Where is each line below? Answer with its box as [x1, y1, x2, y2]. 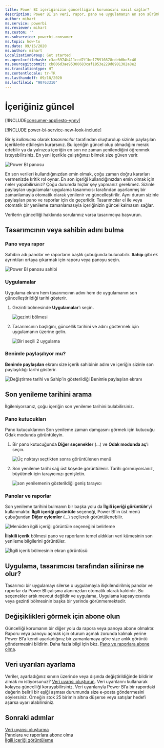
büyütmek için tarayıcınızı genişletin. [12, 471, 85, 477]
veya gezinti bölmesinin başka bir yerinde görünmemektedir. [5, 598, 126, 604]
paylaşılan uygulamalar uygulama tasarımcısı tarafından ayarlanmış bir [5, 187, 146, 193]
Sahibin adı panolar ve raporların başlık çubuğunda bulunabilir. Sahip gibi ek [5, 252, 158, 258]
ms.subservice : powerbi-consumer [5, 35, 73, 40]
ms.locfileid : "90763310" [5, 80, 58, 85]
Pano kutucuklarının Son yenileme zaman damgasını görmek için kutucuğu [5, 427, 155, 433]
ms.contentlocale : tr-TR [5, 71, 56, 76]
